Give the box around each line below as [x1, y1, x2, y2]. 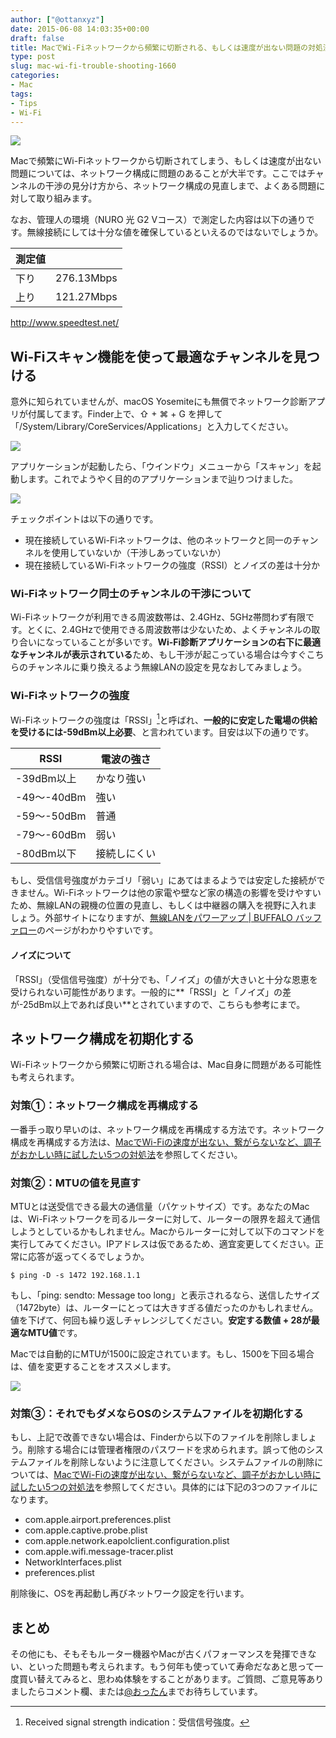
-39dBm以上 [15, 772, 77, 786]
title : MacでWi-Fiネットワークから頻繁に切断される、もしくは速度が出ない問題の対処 [10, 42, 323, 53]
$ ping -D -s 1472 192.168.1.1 [10, 1271, 141, 1281]
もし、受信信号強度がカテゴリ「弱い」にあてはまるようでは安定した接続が [10, 874, 317, 886]
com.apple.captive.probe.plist [24, 1524, 148, 1536]
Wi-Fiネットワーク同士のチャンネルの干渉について [10, 587, 252, 601]
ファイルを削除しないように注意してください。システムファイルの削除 [26, 1456, 315, 1468]
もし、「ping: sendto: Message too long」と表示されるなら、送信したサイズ [10, 1289, 320, 1301]
